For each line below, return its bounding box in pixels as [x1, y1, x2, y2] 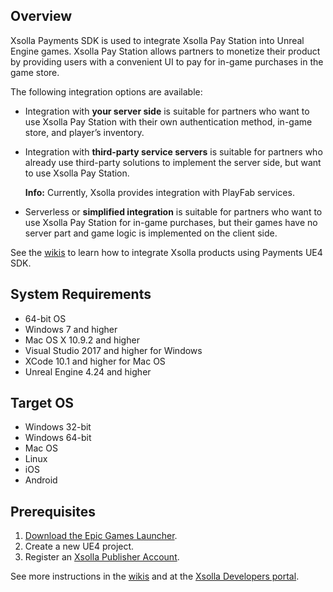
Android [24, 474, 58, 486]
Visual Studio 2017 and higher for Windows [24, 344, 203, 356]
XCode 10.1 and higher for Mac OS [24, 355, 166, 367]
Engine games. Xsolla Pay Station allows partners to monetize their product [10, 45, 321, 57]
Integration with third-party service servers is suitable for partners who [24, 145, 323, 158]
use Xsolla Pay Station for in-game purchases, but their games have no [24, 216, 318, 228]
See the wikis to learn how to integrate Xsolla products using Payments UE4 [10, 246, 323, 258]
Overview [10, 8, 73, 25]
